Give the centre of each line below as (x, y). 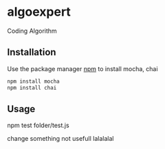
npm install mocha (33, 81)
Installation (32, 52)
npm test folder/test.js (38, 125)
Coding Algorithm (32, 31)
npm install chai (32, 87)
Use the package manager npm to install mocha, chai (82, 68)
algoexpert (39, 12)
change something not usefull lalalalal (60, 139)
